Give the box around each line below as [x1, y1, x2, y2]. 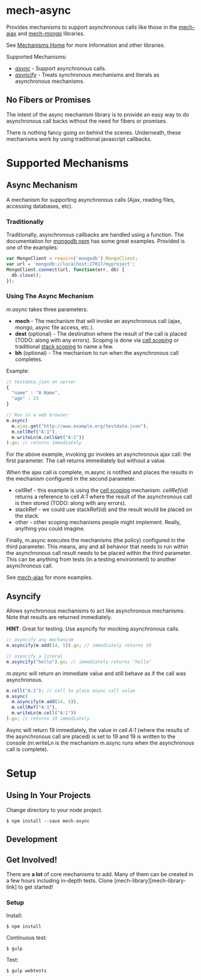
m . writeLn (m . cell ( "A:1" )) [11, 710, 77, 716]
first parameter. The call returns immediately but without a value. [6, 457, 166, 464]
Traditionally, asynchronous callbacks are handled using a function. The [6, 231, 184, 238]
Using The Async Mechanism [6, 292, 94, 300]
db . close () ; [11, 272, 42, 278]
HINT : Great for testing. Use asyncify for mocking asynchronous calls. [6, 625, 180, 632]
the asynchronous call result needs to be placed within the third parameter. [6, 549, 192, 557]
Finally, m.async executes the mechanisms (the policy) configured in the [6, 537, 185, 544]
